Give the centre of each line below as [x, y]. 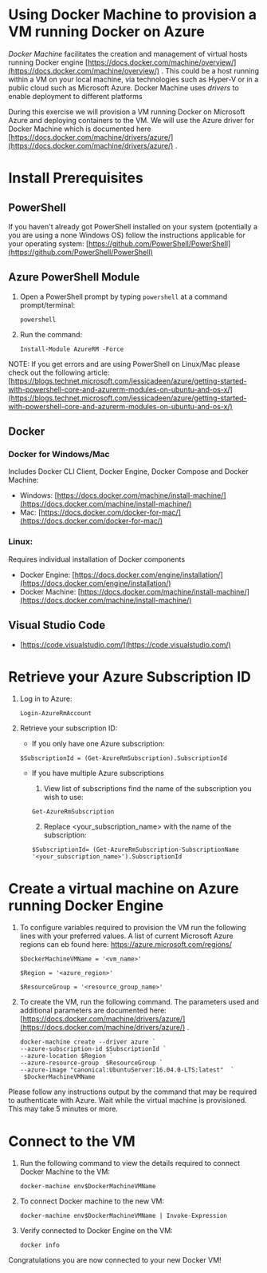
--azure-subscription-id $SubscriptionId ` [93, 1049]
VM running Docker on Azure [106, 32]
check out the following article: [59, 372]
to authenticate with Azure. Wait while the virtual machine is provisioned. [128, 1100]
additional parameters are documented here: [93, 1010]
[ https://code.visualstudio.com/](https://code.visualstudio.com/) [125, 644]
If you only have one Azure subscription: [98, 744]
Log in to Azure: [46, 699]
